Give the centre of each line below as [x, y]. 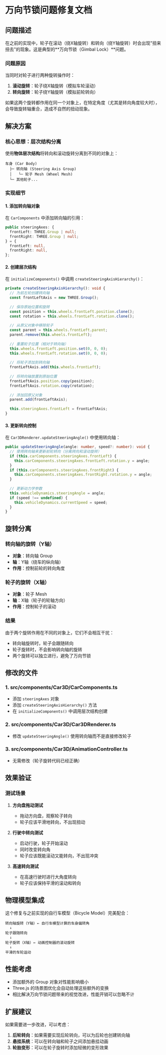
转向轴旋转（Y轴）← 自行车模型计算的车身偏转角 [47, 923]
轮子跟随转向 [16, 933]
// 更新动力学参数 [26, 489]
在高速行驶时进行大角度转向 [48, 877]
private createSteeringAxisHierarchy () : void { [55, 289]
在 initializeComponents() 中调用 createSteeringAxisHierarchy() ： [75, 279]
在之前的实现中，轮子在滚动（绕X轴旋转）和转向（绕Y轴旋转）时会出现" [79, 43]
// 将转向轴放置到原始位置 [33, 377]
